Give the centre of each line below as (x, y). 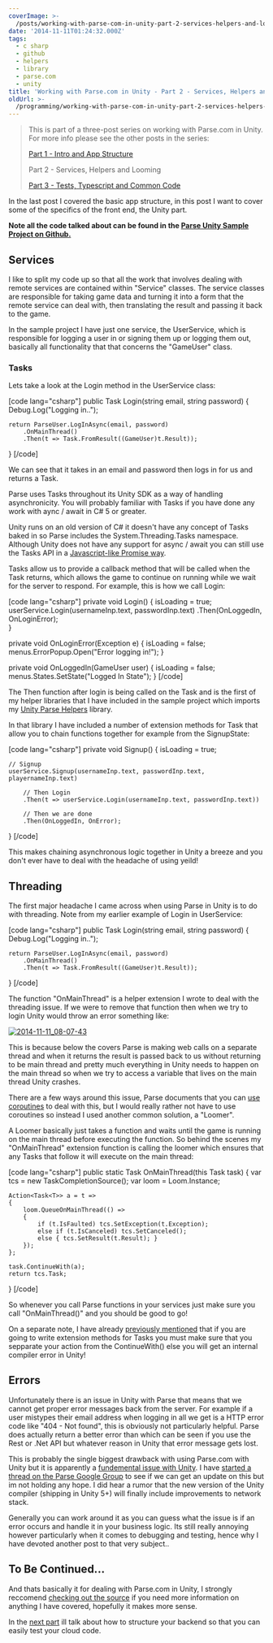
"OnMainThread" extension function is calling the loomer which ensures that (136, 1148)
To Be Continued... (57, 1569)
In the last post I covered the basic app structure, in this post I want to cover (136, 201)
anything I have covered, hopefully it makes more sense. (103, 1606)
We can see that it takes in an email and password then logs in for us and (131, 470)
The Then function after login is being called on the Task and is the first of (132, 692)
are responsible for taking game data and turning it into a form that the (126, 296)
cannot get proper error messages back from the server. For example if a (131, 1408)
